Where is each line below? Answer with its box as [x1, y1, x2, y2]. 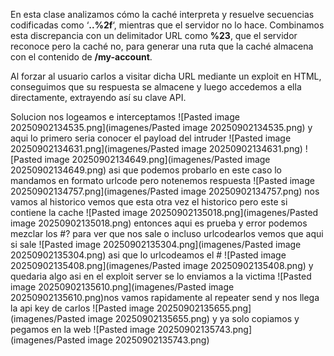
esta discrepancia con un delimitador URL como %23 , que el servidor [10, 30, 298, 41]
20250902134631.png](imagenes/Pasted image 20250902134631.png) [10, 143, 303, 154]
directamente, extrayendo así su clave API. [10, 92, 187, 103]
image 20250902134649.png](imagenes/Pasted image [44, 154, 271, 165]
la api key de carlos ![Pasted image [10, 302, 155, 314]
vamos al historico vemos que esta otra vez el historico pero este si [10, 196, 288, 208]
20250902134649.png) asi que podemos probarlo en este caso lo [10, 164, 283, 176]
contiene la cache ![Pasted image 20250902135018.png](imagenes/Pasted [10, 207, 319, 218]
